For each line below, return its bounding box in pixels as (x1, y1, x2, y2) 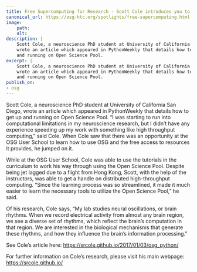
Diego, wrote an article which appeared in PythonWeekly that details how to (6, 107, 189, 115)
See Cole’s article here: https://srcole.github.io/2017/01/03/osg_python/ (6, 241, 179, 249)
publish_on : (6, 80, 35, 86)
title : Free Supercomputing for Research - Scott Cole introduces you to (6, 8, 191, 15)
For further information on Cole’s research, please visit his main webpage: (6, 253, 185, 260)
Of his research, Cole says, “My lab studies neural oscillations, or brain (6, 205, 177, 212)
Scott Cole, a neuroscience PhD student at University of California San (6, 101, 176, 108)
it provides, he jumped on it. (6, 145, 74, 152)
